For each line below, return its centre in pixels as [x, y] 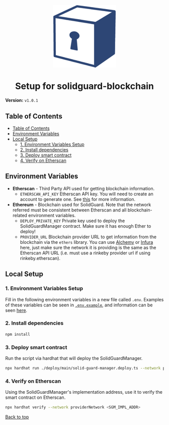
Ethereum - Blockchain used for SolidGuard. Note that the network [82, 204]
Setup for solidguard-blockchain [84, 86]
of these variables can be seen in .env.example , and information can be [79, 305]
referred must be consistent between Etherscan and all [69, 210]
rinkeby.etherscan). [40, 258]
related [20, 215]
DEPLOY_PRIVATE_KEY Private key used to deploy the [72, 221]
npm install [18, 334]
